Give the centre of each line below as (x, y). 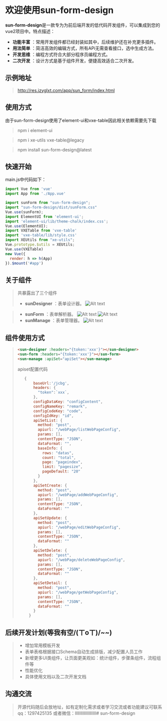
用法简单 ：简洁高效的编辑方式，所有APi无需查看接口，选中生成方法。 (84, 48)
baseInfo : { (50, 448)
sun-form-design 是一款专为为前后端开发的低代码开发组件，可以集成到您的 (83, 25)
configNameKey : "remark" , (60, 406)
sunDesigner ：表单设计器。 (54, 303)
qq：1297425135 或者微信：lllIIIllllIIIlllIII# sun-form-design (76, 713)
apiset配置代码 (32, 369)
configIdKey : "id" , (53, 415)
